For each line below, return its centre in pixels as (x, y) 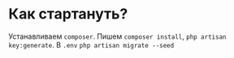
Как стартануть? (68, 14)
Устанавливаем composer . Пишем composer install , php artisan (117, 36)
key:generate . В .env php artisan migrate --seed (91, 44)
